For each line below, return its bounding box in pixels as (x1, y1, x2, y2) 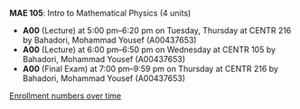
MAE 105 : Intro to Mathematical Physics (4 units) (9, 8, 192, 18)
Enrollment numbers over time (9, 90, 122, 101)
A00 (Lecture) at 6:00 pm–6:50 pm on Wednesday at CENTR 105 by (22, 44, 277, 55)
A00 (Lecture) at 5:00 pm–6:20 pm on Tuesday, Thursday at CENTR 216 (22, 25, 292, 35)
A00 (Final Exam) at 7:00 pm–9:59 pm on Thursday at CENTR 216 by (22, 63, 278, 74)
